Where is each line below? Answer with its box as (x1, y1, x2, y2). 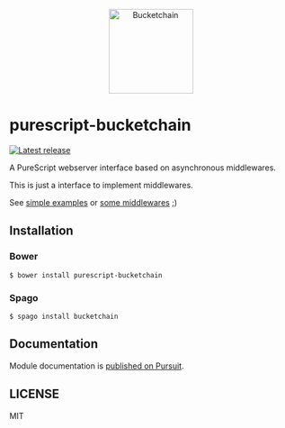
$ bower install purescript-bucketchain (9, 270, 164, 279)
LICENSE (9, 387, 60, 402)
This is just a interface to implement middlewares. (9, 179, 193, 190)
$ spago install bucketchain (9, 312, 119, 321)
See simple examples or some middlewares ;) (9, 196, 178, 207)
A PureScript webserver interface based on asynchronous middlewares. (9, 162, 277, 173)
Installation (9, 223, 74, 239)
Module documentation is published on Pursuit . (9, 360, 184, 371)
